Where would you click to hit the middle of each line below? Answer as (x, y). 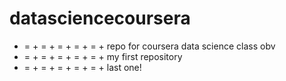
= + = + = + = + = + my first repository (103, 56)
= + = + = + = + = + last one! (82, 67)
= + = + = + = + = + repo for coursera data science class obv (149, 46)
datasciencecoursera (100, 18)
